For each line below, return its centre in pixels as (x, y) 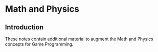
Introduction (24, 27)
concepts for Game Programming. (39, 44)
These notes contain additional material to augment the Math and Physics (79, 39)
